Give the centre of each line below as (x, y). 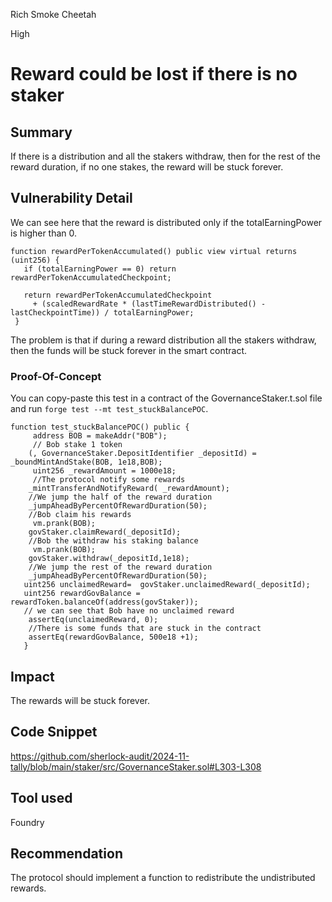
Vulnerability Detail (71, 198)
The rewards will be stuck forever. (80, 700)
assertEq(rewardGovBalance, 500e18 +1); (113, 637)
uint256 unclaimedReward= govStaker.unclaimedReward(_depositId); (167, 585)
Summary (41, 132)
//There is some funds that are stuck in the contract (145, 629)
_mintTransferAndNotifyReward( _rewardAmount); (129, 489)
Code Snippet (54, 732)
